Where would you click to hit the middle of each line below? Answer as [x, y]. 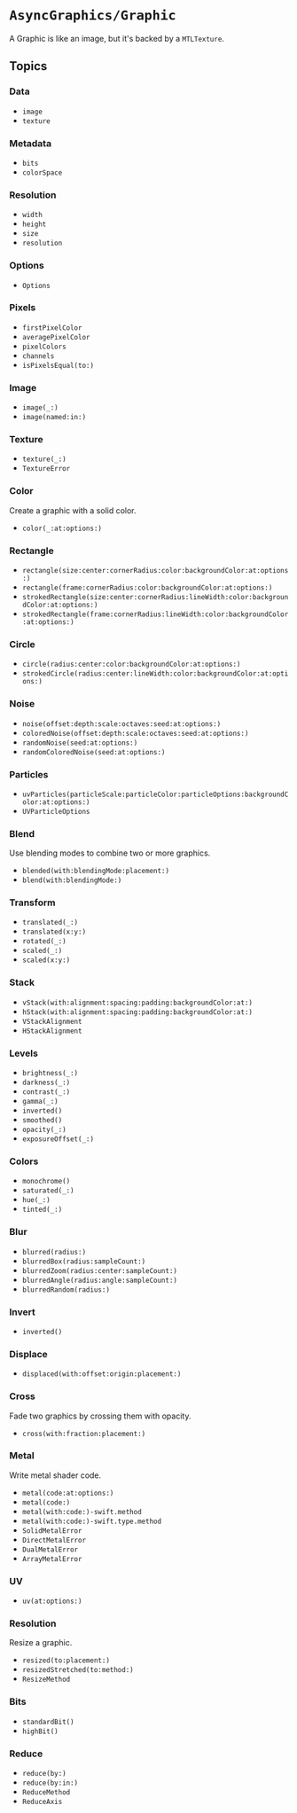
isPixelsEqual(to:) [58, 365]
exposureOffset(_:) [58, 1139]
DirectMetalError [54, 1540]
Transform [32, 903]
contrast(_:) [46, 1092]
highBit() [40, 1731]
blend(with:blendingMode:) [72, 880]
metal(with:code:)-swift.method [82, 1512]
